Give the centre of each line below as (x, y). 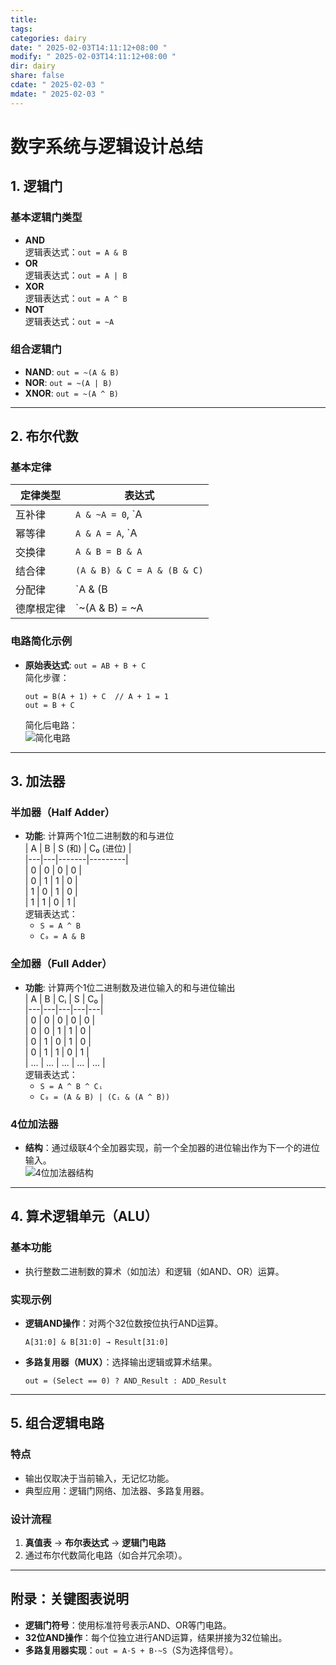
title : (24, 19)
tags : (21, 29)
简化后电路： (51, 725)
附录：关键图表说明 (69, 1599)
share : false (37, 76)
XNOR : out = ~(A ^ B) (72, 393)
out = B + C (49, 705)
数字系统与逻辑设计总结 (107, 146)
